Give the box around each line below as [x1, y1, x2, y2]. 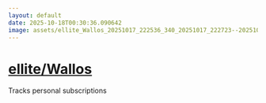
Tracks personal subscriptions [8, 86, 107, 95]
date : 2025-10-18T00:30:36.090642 [8, 19, 123, 27]
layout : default [8, 11, 62, 20]
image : [8, 26, 30, 34]
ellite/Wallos [8, 60, 93, 78]
